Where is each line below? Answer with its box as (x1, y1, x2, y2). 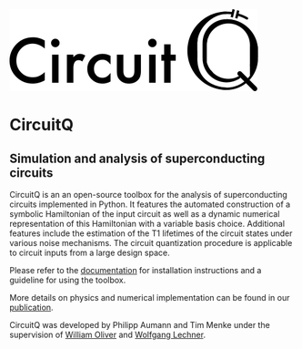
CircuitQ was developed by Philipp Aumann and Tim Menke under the (9, 320, 270, 330)
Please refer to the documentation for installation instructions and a (9, 265, 262, 275)
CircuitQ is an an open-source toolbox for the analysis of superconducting (9, 190, 288, 200)
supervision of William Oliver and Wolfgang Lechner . (9, 329, 206, 340)
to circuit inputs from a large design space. (9, 247, 170, 258)
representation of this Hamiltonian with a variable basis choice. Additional (9, 219, 285, 229)
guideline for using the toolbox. (9, 274, 126, 285)
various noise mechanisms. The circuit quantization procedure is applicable (9, 238, 293, 248)
